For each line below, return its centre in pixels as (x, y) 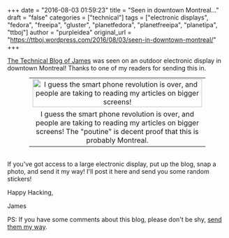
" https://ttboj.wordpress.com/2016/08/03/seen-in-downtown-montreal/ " (112, 40)
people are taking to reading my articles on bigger (117, 123)
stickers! (20, 179)
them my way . (27, 227)
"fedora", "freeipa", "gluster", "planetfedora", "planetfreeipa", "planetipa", (112, 25)
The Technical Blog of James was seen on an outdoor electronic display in (114, 61)
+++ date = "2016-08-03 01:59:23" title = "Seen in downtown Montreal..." (113, 10)
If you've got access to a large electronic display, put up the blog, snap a (112, 164)
